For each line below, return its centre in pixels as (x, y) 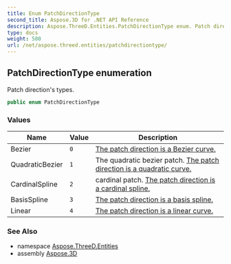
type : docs (23, 33)
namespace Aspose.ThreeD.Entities (67, 246)
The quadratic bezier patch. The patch (157, 160)
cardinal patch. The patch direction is (155, 180)
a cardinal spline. (123, 188)
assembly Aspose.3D (47, 254)
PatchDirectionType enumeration (80, 73)
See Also (22, 231)
